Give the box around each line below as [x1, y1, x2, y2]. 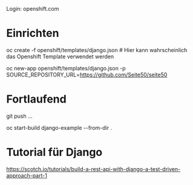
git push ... [6, 112, 33, 119]
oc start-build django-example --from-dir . [6, 124, 113, 131]
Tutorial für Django [6, 146, 103, 160]
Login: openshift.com [6, 5, 59, 12]
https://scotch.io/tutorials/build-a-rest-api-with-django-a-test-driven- [6, 165, 181, 172]
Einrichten [6, 27, 59, 40]
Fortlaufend [6, 92, 67, 106]
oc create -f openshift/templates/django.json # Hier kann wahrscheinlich [6, 46, 188, 53]
